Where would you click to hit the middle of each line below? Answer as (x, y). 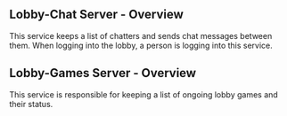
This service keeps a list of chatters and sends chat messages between (141, 35)
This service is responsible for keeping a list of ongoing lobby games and (143, 94)
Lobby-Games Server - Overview (103, 73)
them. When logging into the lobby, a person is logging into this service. (141, 45)
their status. (31, 104)
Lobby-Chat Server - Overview (97, 15)
